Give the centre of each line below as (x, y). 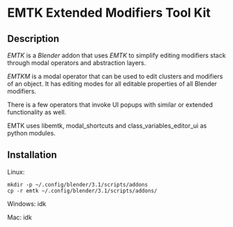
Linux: (16, 172)
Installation (32, 155)
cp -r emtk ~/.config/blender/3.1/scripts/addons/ (82, 191)
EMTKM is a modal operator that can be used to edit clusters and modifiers (115, 76)
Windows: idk (27, 203)
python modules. (31, 133)
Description (33, 39)
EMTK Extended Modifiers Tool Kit (109, 13)
